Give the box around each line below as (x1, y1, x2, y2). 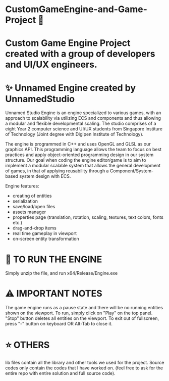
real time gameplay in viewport (12, 230, 77, 236)
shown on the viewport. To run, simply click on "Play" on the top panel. (5, 310, 153, 316)
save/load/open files (12, 204, 55, 210)
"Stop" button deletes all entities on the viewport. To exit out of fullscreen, (5, 315, 159, 321)
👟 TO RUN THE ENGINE (5, 254, 102, 265)
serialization (12, 198, 38, 204)
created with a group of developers (5, 48, 155, 60)
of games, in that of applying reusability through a (5, 168, 109, 174)
